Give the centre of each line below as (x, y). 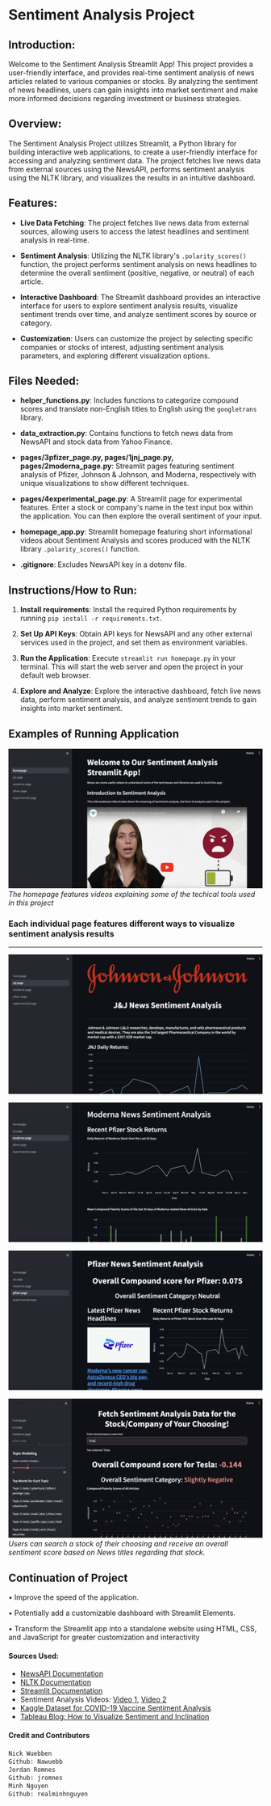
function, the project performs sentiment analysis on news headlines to (138, 264)
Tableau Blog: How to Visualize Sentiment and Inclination (115, 1717)
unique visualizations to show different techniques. (104, 484)
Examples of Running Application (94, 734)
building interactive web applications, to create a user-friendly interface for (133, 152)
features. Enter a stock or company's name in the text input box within (136, 508)
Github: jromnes (35, 1778)
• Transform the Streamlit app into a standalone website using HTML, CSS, (133, 1629)
